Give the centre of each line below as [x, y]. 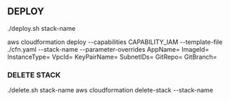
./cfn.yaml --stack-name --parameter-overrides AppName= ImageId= [108, 49]
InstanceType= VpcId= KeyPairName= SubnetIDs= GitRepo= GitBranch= [112, 57]
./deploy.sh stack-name [41, 28]
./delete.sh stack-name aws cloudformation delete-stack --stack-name [110, 90]
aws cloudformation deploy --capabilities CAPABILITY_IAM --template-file [115, 42]
